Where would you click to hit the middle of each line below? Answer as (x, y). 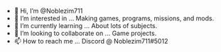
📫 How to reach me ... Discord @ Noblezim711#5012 (91, 41)
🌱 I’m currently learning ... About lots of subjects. (86, 26)
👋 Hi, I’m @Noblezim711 (48, 11)
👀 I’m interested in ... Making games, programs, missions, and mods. (114, 18)
